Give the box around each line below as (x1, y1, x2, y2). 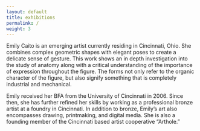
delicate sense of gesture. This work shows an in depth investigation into (6, 55, 189, 62)
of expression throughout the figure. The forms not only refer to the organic (6, 68, 195, 75)
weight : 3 (6, 25, 31, 32)
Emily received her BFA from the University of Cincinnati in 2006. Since (6, 92, 183, 100)
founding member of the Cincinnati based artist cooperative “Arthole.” (6, 118, 180, 126)
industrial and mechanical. (6, 81, 72, 88)
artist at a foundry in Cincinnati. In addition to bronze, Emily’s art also (6, 105, 178, 112)
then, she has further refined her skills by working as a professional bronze (6, 99, 193, 106)
